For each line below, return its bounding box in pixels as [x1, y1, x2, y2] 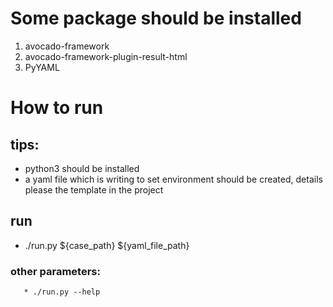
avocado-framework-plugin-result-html [24, 50, 188, 62]
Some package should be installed [10, 7, 302, 30]
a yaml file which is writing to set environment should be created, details [24, 173, 323, 185]
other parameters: [10, 264, 101, 278]
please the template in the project [24, 183, 164, 196]
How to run [10, 97, 104, 119]
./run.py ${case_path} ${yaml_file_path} [24, 239, 190, 251]
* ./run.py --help [23, 287, 101, 297]
